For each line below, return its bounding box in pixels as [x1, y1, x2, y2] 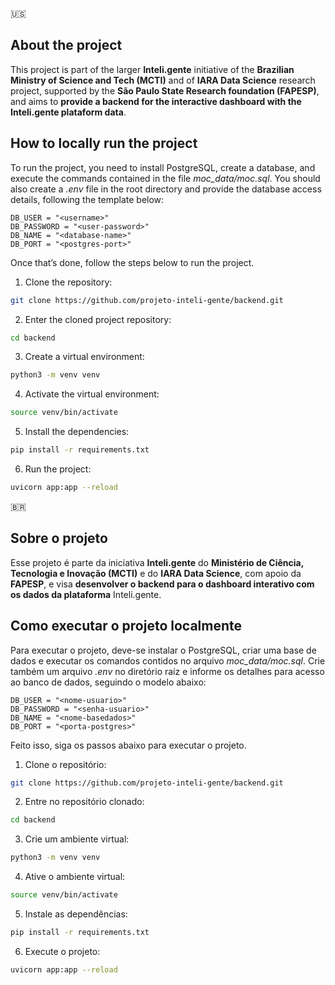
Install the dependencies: [24, 426, 130, 438]
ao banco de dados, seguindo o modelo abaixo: [10, 676, 207, 688]
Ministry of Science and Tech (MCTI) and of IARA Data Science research [10, 74, 316, 86]
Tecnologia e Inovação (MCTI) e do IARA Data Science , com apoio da [10, 567, 302, 579]
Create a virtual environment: [24, 351, 145, 363]
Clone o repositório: [24, 758, 107, 770]
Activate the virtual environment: [24, 388, 160, 400]
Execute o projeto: [24, 945, 101, 957]
